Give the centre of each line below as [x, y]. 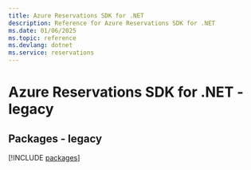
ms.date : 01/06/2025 [43, 30]
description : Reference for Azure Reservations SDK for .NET [112, 23]
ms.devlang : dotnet [41, 45]
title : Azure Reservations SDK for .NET [76, 16]
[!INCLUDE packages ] [44, 158]
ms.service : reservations [51, 53]
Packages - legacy [55, 138]
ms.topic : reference [43, 38]
